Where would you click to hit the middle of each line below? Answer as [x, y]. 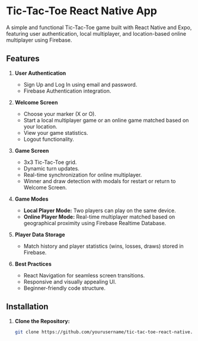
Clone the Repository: [42, 321]
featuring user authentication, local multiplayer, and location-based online [96, 33]
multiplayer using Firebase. [39, 40]
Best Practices [33, 264]
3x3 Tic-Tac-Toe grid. [50, 162]
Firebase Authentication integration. [67, 91]
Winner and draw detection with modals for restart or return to [100, 181]
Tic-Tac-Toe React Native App [82, 11]
